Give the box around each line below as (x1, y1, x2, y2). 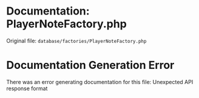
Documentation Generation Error (6, 59, 175, 72)
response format (6, 85, 48, 92)
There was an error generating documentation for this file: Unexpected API (6, 78, 194, 85)
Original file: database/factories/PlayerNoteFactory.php (6, 37, 147, 44)
